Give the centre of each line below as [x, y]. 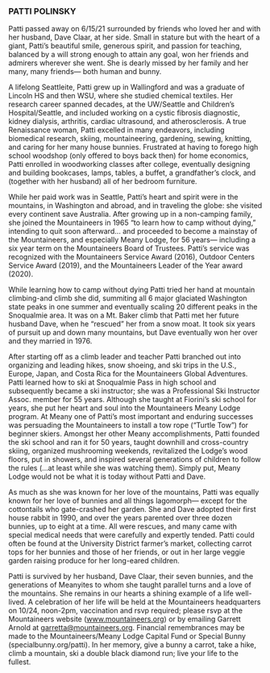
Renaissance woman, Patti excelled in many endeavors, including [116, 130]
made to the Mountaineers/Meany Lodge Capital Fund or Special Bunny [127, 636]
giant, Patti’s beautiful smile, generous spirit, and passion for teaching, [125, 46]
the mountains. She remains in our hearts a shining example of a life [121, 593]
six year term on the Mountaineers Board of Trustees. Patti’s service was [129, 248]
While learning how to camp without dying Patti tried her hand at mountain [132, 290]
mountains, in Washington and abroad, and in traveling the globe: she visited [135, 206]
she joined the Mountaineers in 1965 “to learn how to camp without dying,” [132, 222]
